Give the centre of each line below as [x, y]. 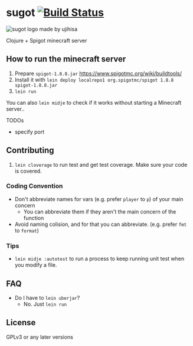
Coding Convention [35, 186]
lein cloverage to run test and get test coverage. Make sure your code [101, 164]
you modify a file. [36, 265]
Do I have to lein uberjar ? [47, 298]
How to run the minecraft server [66, 59]
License [21, 323]
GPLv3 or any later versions [40, 337]
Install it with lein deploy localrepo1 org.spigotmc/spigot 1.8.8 [94, 79]
